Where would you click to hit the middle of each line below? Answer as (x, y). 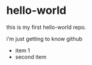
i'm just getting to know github (44, 39)
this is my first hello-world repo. (46, 27)
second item (31, 57)
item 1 (23, 50)
